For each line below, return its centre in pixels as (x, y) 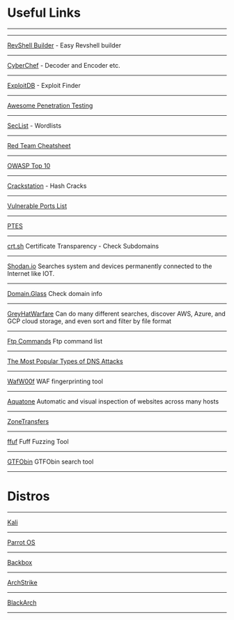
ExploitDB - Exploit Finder (44, 85)
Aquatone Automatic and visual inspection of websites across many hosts (113, 401)
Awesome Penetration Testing (50, 105)
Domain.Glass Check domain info (55, 293)
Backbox (20, 562)
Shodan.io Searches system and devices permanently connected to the (110, 266)
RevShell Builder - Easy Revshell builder (64, 45)
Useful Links (44, 13)
